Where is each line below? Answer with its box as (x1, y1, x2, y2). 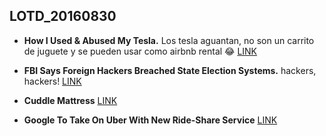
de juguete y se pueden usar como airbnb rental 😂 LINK (23, 45, 258, 57)
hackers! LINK (23, 75, 82, 87)
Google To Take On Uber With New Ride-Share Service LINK (23, 114, 278, 126)
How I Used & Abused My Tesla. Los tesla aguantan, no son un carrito (23, 34, 315, 46)
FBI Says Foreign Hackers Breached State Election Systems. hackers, (23, 64, 317, 76)
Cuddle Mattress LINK (23, 94, 118, 106)
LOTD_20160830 (9, 8, 117, 25)
